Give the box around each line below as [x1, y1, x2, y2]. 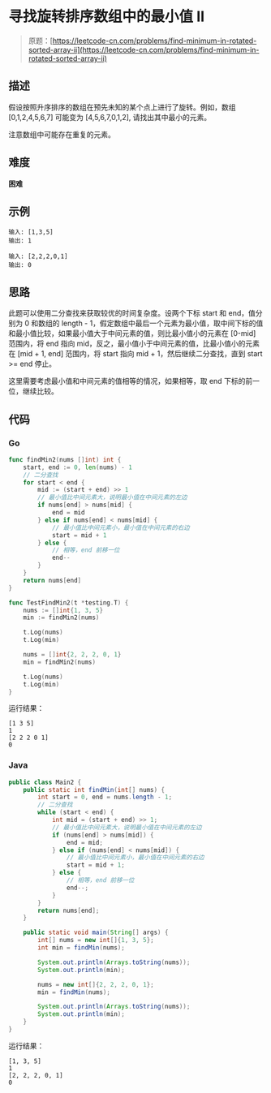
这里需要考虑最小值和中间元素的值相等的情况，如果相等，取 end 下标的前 [8, 377, 253, 386]
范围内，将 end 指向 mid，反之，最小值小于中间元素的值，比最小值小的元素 [8, 338, 260, 349]
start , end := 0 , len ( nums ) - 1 [23, 463, 132, 471]
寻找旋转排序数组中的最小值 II [8, 7, 205, 26]
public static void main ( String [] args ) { [23, 928, 169, 937]
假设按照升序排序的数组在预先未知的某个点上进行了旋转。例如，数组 [8, 102, 236, 112]
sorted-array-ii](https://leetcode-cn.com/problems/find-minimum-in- [28, 45, 260, 54]
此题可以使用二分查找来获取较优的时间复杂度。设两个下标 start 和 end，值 [8, 308, 256, 318]
